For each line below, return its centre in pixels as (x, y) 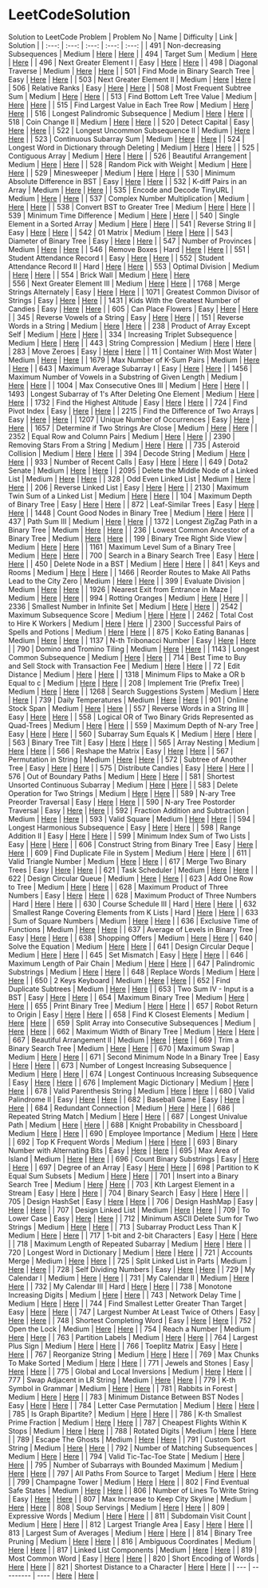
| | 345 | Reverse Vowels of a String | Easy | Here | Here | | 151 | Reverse (126, 317)
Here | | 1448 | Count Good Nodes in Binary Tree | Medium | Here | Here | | (131, 513)
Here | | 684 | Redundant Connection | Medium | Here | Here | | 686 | (122, 1108)
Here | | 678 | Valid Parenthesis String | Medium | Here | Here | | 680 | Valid (132, 1090)
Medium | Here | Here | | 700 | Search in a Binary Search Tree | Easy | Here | (134, 555)
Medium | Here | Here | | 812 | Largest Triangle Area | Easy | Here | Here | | (130, 1524)
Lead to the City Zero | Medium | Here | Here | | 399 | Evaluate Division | (127, 581)
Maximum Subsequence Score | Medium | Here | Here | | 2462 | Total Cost (131, 614)
